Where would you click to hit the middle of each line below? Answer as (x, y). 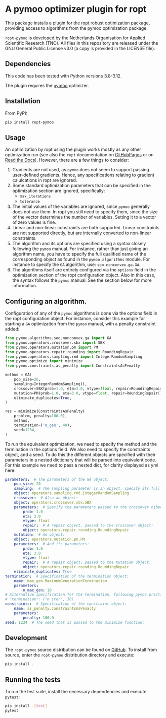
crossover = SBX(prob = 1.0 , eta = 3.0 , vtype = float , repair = (73, 389)
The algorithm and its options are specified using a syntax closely (79, 244)
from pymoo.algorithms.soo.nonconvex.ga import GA (58, 338)
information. (24, 286)
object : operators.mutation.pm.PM (49, 539)
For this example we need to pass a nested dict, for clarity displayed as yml (82, 465)
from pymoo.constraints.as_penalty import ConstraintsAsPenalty (73, 366)
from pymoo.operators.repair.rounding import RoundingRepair (69, 352)
